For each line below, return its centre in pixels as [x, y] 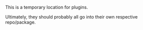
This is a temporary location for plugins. [47, 7]
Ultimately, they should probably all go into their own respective [71, 17]
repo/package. [21, 22]
